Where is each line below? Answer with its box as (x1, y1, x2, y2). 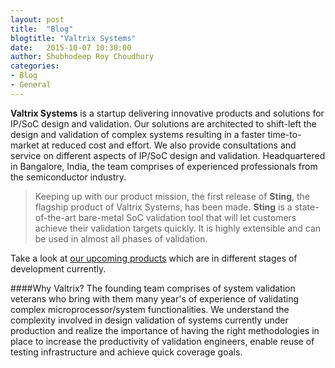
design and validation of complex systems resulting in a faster (10, 128, 266, 140)
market (10, 139, 40, 151)
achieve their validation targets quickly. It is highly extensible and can (34, 222, 322, 234)
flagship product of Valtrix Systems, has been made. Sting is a (34, 201, 293, 213)
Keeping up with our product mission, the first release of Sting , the (34, 190, 310, 202)
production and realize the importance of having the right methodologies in (10, 324, 320, 336)
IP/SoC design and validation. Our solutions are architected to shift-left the (10, 117, 317, 130)
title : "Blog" (10, 24, 74, 34)
